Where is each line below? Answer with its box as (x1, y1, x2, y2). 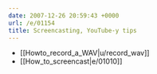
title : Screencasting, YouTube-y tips (8, 26, 137, 34)
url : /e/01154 (8, 19, 56, 27)
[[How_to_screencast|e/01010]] (19, 56, 123, 66)
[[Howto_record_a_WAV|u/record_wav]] (19, 49, 150, 58)
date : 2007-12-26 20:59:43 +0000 (8, 11, 120, 20)
